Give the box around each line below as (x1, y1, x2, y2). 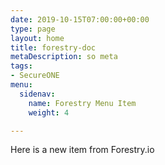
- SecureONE (10, 71, 60, 81)
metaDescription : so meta (10, 52, 118, 62)
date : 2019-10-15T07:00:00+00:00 (10, 14, 150, 25)
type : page (10, 24, 56, 34)
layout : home (10, 33, 65, 43)
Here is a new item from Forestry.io (10, 144, 155, 156)
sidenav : (19, 89, 56, 99)
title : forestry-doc (10, 42, 97, 53)
